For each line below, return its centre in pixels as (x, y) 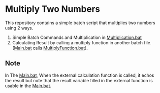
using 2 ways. (19, 28)
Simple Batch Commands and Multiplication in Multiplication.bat (77, 37)
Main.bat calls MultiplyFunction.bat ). (51, 48)
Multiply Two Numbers (53, 9)
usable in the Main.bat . (28, 86)
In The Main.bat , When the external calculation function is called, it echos (80, 75)
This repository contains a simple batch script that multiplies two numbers (80, 23)
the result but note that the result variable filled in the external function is (79, 80)
